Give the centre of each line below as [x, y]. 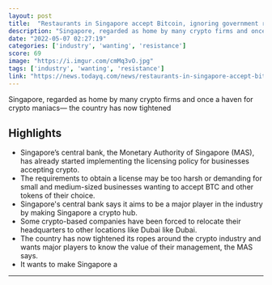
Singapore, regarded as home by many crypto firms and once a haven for [131, 99]
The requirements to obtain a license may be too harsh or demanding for [141, 178]
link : [17, 76]
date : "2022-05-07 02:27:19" [57, 38]
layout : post [30, 16]
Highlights [35, 133]
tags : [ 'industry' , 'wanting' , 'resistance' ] [86, 69]
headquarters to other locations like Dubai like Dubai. [108, 230]
